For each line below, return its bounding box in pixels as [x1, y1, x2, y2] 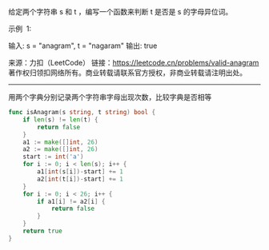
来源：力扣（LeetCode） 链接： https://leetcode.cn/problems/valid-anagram [8, 58, 259, 67]
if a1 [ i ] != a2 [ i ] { [37, 197, 106, 205]
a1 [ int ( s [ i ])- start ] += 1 [37, 168, 124, 176]
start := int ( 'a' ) [22, 153, 84, 161]
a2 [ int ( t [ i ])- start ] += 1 [37, 175, 124, 183]
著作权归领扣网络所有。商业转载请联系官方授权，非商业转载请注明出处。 [8, 68, 247, 77]
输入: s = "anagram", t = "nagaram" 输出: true [8, 41, 158, 50]
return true [22, 227, 62, 235]
